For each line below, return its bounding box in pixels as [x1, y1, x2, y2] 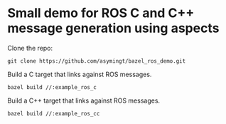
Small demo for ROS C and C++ [7, 5, 195, 21]
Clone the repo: [7, 43, 53, 52]
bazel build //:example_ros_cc [7, 110, 100, 117]
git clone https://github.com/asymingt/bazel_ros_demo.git [7, 57, 186, 65]
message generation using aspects [7, 20, 220, 36]
